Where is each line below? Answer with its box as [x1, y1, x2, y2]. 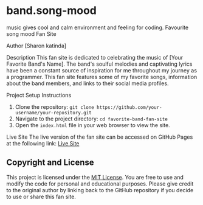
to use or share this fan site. [6, 193, 76, 200]
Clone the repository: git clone [15, 103, 94, 110]
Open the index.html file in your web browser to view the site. [15, 121, 170, 128]
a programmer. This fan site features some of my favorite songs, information [6, 73, 198, 80]
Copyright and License [6, 158, 94, 168]
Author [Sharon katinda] [6, 42, 67, 49]
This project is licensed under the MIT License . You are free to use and [6, 173, 184, 181]
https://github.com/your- [96, 104, 162, 110]
